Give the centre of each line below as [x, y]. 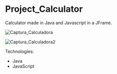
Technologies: [20, 51]
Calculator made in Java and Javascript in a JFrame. [59, 23]
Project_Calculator [44, 9]
